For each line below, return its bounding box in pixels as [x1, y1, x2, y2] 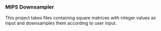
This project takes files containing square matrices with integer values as [5, 15, 156, 21]
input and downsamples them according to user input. [5, 20, 117, 26]
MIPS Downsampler [5, 3, 54, 10]
